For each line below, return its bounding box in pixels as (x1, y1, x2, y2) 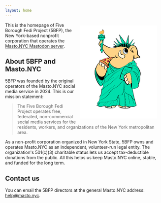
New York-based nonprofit (5, 33, 59, 38)
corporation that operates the (5, 37, 65, 44)
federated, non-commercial (17, 114, 73, 120)
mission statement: (5, 94, 44, 100)
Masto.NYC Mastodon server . (5, 43, 65, 49)
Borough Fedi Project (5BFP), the (5, 27, 72, 33)
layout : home (5, 8, 32, 13)
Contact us (5, 174, 40, 182)
